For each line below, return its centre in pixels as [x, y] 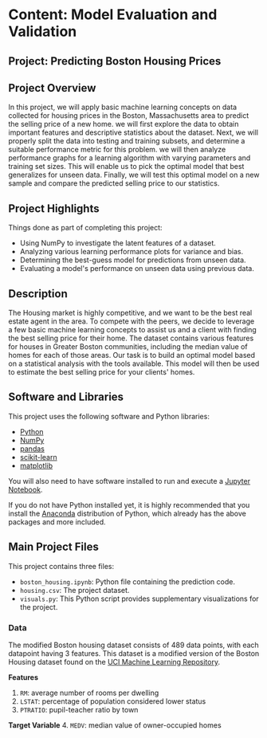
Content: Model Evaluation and [113, 15]
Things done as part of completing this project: [85, 228]
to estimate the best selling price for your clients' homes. [102, 372]
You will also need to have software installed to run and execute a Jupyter [130, 481]
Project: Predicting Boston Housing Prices [115, 61]
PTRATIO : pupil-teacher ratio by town [79, 709]
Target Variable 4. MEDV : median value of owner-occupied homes [115, 725]
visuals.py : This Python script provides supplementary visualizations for [139, 599]
